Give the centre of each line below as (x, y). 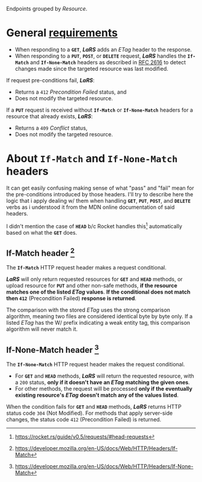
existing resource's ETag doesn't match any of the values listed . (97, 395)
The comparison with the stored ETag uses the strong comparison (88, 310)
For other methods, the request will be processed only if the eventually (103, 389)
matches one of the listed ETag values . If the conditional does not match (98, 292)
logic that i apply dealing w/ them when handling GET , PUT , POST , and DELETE (99, 200)
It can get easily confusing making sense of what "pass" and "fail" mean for (100, 188)
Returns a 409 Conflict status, (51, 128)
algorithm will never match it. (42, 329)
